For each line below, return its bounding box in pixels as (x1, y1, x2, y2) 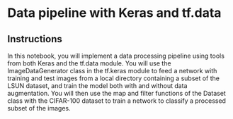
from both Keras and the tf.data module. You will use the (7, 59, 171, 68)
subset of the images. (7, 104, 71, 112)
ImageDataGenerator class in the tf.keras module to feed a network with (7, 67, 217, 75)
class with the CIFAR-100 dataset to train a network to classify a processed (7, 96, 227, 105)
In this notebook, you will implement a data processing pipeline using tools (7, 51, 225, 60)
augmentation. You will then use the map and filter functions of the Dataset (7, 89, 227, 97)
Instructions (7, 33, 62, 45)
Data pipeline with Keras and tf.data (7, 5, 222, 21)
